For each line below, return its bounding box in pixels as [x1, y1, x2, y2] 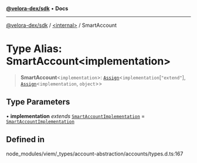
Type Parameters [6, 97, 70, 107]
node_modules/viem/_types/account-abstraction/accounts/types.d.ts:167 [6, 150, 184, 157]
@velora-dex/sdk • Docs [6, 5, 69, 12]
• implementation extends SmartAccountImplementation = [6, 112, 145, 119]
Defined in [6, 134, 45, 145]
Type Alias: [6, 42, 63, 56]
